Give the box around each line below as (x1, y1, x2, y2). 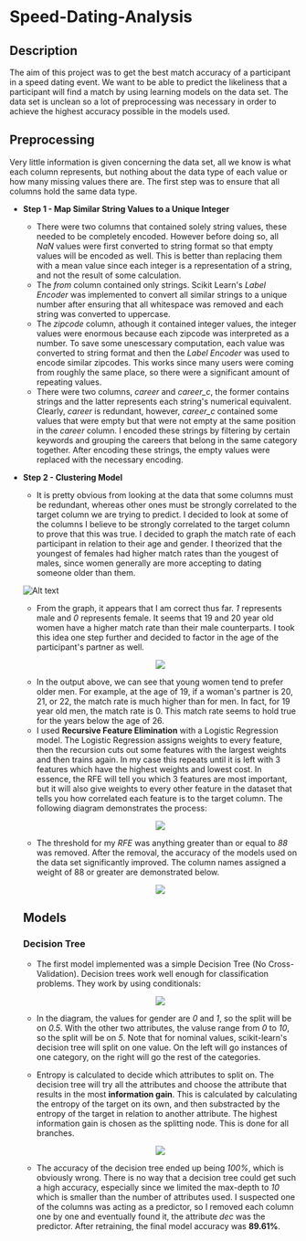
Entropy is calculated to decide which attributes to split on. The (36, 1069, 274, 1080)
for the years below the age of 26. (36, 715, 164, 726)
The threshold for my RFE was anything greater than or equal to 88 (36, 837, 288, 848)
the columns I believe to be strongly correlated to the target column (36, 518, 290, 529)
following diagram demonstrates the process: (36, 802, 207, 813)
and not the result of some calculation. (36, 270, 182, 281)
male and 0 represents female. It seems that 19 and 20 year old (36, 612, 274, 623)
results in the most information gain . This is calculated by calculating (36, 1088, 298, 1099)
